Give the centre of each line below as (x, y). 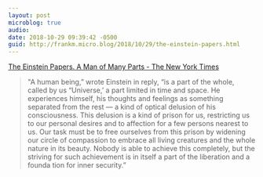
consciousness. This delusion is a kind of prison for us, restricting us (138, 115)
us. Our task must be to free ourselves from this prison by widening (136, 132)
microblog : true (35, 23)
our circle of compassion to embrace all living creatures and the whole (141, 140)
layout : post (29, 15)
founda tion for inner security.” (77, 165)
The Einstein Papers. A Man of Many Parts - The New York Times (114, 67)
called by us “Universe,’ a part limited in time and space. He (124, 90)
